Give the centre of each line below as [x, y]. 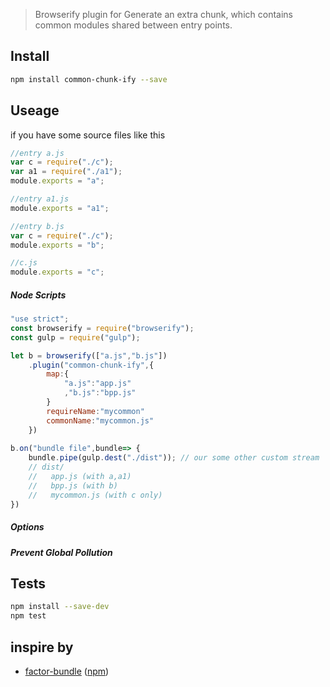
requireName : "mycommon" [95, 411]
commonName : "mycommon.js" [100, 420]
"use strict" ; [40, 319]
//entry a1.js [40, 199]
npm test [28, 616]
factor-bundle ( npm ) [67, 671]
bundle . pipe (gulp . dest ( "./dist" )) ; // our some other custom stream [174, 458]
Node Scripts [38, 295]
